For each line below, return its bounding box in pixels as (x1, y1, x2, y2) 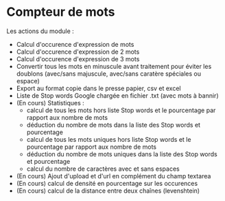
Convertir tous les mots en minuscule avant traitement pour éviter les (16, 62, 212, 70)
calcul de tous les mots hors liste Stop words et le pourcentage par (26, 106, 216, 114)
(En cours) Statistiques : (16, 98, 85, 107)
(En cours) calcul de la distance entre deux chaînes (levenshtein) (16, 187, 200, 195)
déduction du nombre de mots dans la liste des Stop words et (26, 120, 200, 129)
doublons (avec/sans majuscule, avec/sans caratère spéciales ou (16, 70, 202, 78)
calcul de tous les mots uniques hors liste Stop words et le (26, 135, 191, 143)
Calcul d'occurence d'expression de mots (16, 40, 134, 48)
